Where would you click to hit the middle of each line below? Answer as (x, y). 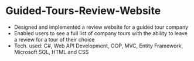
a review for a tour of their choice (54, 39)
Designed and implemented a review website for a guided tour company (101, 27)
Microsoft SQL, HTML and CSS (51, 52)
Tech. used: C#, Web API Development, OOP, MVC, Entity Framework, (98, 46)
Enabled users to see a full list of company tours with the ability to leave (101, 33)
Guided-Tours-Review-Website (83, 11)
